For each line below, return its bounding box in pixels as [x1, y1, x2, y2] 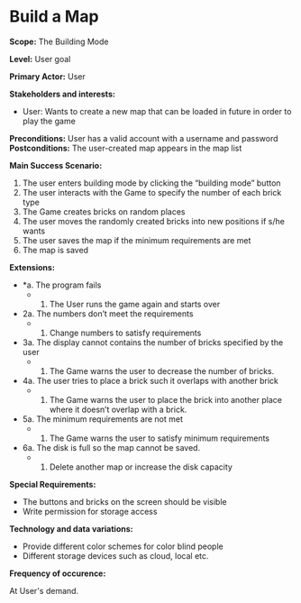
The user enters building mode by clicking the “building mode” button [22, 178, 281, 188]
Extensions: [9, 261, 56, 272]
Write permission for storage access [22, 506, 158, 516]
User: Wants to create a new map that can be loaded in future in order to [22, 105, 292, 116]
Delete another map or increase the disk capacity [49, 461, 233, 472]
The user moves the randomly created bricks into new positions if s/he [22, 215, 286, 226]
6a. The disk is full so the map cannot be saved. [22, 442, 201, 452]
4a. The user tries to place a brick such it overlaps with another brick [22, 375, 279, 386]
